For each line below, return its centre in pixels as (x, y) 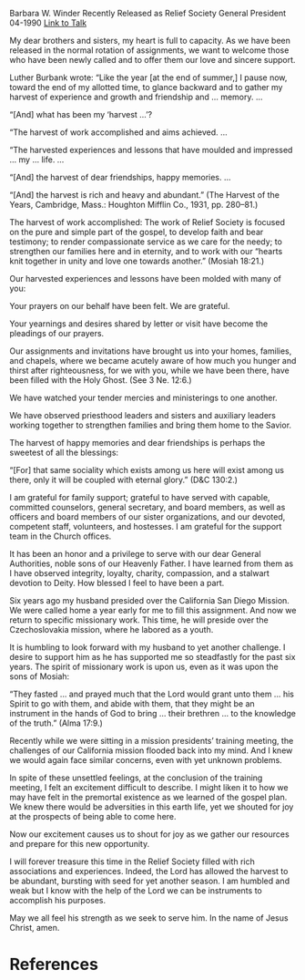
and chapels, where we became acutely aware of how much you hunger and (153, 361)
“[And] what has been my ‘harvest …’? (81, 114)
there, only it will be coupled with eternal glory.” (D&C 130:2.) (124, 480)
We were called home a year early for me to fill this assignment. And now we (153, 610)
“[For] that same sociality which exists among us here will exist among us (147, 470)
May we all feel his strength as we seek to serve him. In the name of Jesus (149, 918)
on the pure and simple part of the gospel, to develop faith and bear (137, 232)
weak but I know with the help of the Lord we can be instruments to (136, 891)
